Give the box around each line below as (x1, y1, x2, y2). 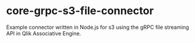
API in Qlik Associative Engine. (6, 29, 81, 37)
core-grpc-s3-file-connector (6, 4, 154, 18)
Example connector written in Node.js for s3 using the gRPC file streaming (6, 24, 190, 31)
